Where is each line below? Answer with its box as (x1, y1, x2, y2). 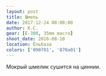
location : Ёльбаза (6, 42, 52, 48)
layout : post (6, 8, 39, 15)
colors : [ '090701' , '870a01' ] (6, 47, 82, 53)
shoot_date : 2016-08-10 (6, 36, 66, 42)
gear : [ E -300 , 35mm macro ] (6, 31, 73, 37)
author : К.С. (6, 25, 39, 31)
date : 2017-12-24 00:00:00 (6, 19, 73, 25)
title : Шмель (6, 14, 39, 20)
